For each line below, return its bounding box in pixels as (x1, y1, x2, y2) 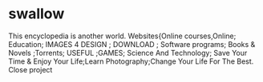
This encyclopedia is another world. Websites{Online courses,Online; (8, 31, 237, 41)
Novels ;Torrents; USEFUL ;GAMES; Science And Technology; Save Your (8, 48, 248, 57)
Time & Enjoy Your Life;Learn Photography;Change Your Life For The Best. (8, 57, 254, 66)
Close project (8, 64, 53, 74)
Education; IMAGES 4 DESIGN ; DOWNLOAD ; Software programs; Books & (8, 39, 256, 49)
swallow (8, 5, 65, 23)
